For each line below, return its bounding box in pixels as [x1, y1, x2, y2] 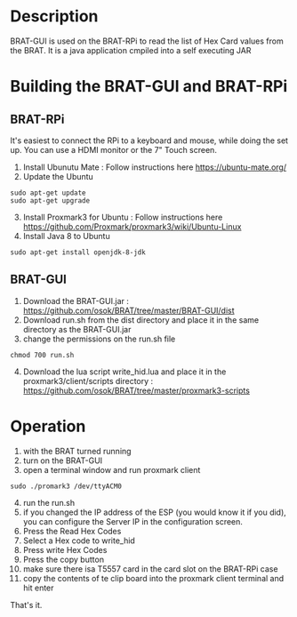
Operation [10, 416, 86, 437]
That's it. [10, 599, 43, 610]
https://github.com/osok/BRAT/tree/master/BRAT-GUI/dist [22, 305, 235, 316]
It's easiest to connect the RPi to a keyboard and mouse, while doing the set [10, 135, 288, 146]
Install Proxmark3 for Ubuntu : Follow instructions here [22, 212, 223, 222]
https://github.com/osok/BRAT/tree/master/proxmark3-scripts [22, 385, 250, 396]
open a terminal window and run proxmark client [22, 464, 201, 475]
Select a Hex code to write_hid [22, 535, 136, 546]
